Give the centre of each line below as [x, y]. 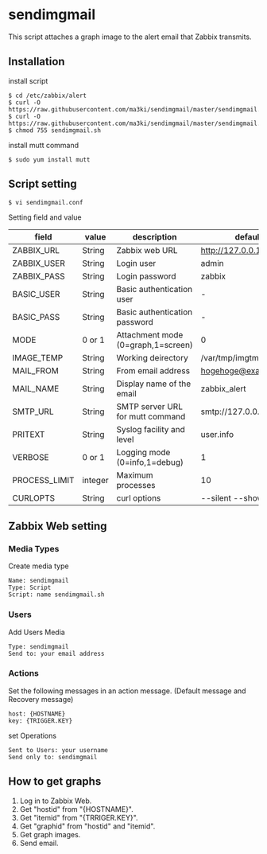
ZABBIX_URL [36, 250]
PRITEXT [29, 434]
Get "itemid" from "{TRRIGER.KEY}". [79, 817]
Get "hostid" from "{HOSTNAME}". [76, 809]
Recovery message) [41, 699]
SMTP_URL [33, 411]
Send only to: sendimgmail [53, 757]
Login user [136, 263]
